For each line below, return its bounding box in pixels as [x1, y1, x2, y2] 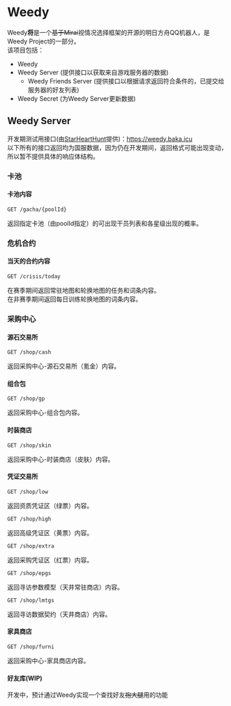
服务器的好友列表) [27, 85, 80, 94]
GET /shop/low [7, 488, 49, 495]
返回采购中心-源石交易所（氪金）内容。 [7, 362, 121, 371]
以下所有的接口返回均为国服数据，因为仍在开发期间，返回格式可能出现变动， [7, 143, 228, 151]
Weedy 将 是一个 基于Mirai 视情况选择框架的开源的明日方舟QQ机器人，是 [7, 28, 210, 36]
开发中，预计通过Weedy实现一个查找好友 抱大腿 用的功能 [7, 691, 168, 699]
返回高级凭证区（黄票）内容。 [7, 528, 93, 537]
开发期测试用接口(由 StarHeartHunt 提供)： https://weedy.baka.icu [7, 134, 193, 143]
